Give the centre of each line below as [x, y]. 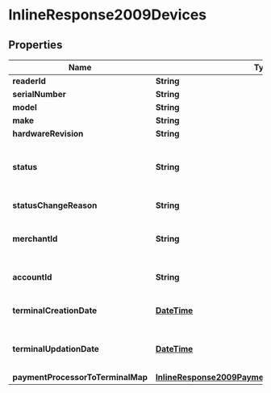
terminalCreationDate [55, 311]
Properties [35, 45]
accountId [32, 277]
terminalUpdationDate [56, 349]
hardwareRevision [48, 133]
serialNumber [39, 94]
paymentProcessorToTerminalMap [80, 377]
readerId [29, 81]
